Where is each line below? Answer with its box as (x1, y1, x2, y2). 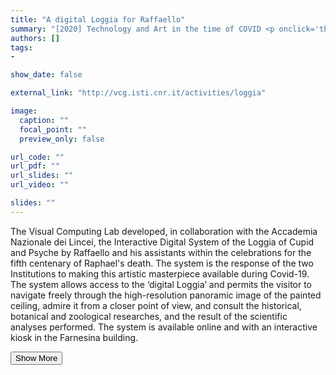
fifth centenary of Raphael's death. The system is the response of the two (10, 257, 314, 269)
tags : (10, 42, 33, 53)
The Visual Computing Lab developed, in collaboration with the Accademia (10, 225, 318, 237)
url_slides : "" (10, 171, 74, 181)
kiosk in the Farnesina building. (10, 331, 139, 343)
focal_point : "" (19, 124, 87, 135)
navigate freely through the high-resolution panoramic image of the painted (10, 289, 322, 301)
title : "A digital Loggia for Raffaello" (10, 14, 186, 25)
